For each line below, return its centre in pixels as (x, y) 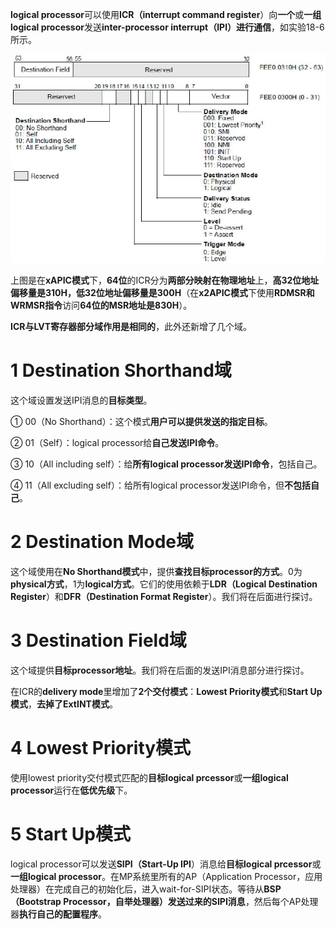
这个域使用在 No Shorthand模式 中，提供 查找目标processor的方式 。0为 (156, 571)
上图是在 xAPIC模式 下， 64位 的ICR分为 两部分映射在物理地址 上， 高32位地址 (165, 280)
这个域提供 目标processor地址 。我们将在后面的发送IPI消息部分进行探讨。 (160, 670)
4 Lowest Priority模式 (101, 747)
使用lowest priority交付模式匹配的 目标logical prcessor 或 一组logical (149, 777)
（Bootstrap (36, 901)
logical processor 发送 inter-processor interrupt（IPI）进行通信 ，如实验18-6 (167, 27)
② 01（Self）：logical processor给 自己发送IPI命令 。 (117, 442)
